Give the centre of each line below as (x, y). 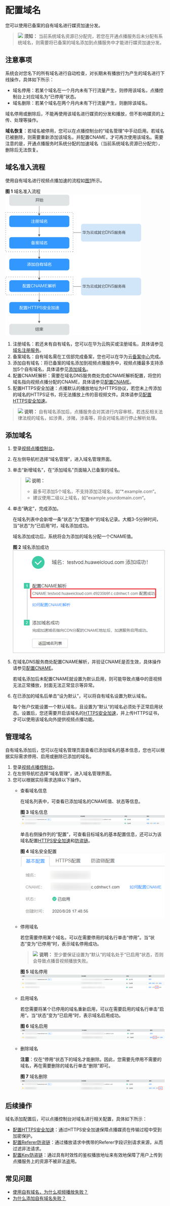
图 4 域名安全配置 (38, 851)
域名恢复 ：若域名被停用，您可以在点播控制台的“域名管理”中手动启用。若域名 (85, 131)
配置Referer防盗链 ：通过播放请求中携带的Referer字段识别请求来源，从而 (88, 1142)
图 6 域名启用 (34, 1026)
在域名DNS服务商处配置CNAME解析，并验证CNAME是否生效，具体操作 (87, 662)
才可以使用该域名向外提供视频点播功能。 (55, 719)
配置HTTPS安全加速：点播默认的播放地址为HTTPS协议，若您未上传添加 (87, 388)
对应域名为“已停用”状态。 (53, 96)
